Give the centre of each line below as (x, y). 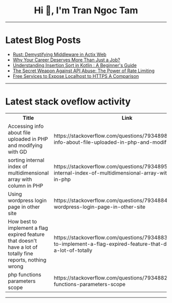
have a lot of (23, 247)
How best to (23, 221)
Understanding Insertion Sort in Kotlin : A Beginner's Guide (75, 65)
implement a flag (28, 228)
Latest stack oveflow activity (68, 102)
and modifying (25, 145)
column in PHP (26, 185)
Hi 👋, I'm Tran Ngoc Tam (86, 10)
